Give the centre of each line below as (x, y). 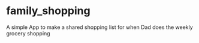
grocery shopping (28, 33)
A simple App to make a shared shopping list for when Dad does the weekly (99, 27)
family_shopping (49, 11)
